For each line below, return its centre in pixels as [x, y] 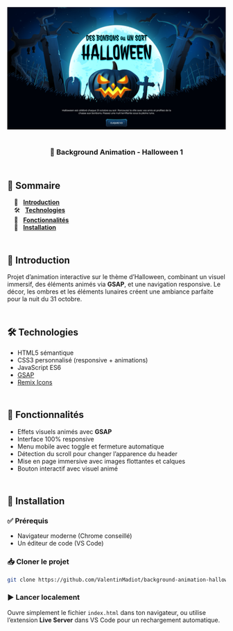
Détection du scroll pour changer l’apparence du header [97, 453]
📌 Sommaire [34, 186]
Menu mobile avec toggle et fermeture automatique [90, 446]
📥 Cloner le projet [38, 562]
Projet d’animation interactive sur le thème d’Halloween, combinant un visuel [116, 277]
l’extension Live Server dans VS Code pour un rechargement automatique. [114, 620]
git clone [21, 580]
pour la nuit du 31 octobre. [45, 299]
